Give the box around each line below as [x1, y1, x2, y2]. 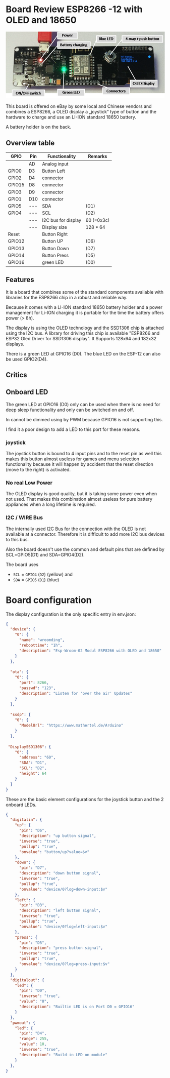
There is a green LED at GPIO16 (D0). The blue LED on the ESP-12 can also [6, 350, 161, 356]
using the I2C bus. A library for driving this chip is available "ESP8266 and [6, 330, 160, 336]
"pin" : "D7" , [19, 865, 47, 870]
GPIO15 [8, 182, 25, 188]
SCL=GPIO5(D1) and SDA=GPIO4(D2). [6, 551, 85, 557]
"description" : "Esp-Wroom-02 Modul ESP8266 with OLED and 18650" [19, 648, 162, 653]
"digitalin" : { [10, 817, 42, 822]
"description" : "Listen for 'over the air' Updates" [19, 691, 133, 696]
